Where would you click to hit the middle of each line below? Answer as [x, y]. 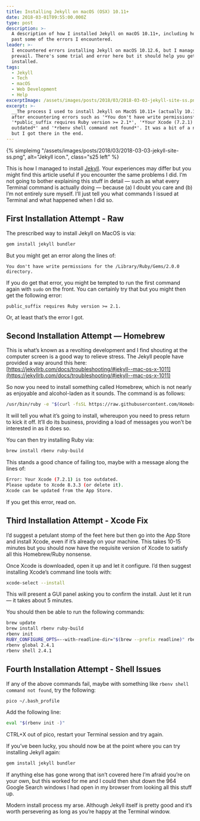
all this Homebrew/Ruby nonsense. [49, 554]
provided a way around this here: [47, 363]
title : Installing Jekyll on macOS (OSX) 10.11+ [68, 12]
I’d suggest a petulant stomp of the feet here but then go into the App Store [98, 535]
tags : [13, 67]
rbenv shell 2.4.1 [29, 651]
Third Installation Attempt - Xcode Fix [77, 521]
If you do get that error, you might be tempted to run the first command [93, 282]
